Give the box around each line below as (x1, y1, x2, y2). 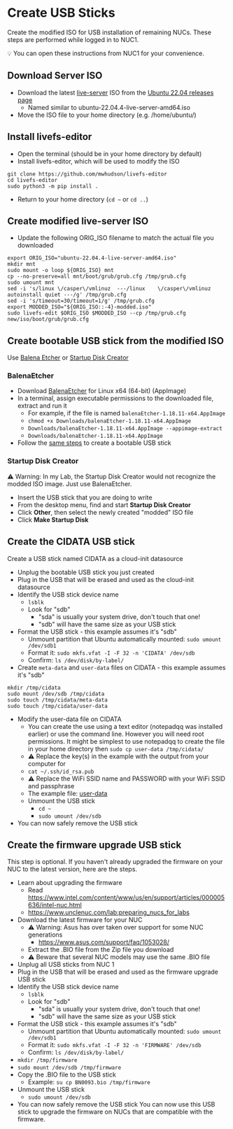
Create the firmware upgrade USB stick (7, 839, 182, 851)
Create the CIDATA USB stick (7, 536, 135, 548)
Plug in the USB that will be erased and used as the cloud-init (17, 575, 195, 583)
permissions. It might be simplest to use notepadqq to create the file (27, 737, 225, 746)
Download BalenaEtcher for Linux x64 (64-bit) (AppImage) (17, 387, 187, 395)
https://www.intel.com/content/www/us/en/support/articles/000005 (27, 893, 225, 902)
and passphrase (27, 781, 75, 790)
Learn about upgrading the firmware (17, 879, 122, 887)
